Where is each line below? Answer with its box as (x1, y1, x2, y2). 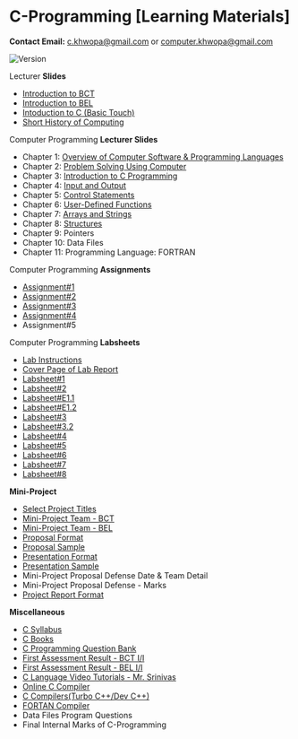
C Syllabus (21, 623, 63, 634)
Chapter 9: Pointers (21, 227, 95, 239)
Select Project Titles (21, 503, 97, 514)
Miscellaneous (9, 606, 65, 617)
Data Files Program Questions (21, 709, 132, 720)
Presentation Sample (21, 561, 100, 571)
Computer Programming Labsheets (9, 336, 140, 347)
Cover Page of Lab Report (21, 363, 119, 374)
